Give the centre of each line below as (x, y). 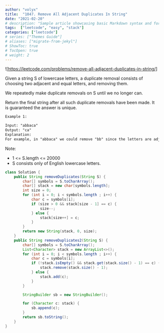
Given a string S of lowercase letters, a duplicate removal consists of (74, 78)
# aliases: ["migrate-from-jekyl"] (41, 42)
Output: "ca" (18, 130)
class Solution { (23, 172)
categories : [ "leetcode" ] (31, 32)
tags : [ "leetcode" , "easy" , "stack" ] (44, 28)
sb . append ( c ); (45, 308)
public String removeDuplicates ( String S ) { (60, 177)
